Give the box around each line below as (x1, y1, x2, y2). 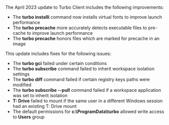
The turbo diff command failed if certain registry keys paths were (12, 77, 150, 82)
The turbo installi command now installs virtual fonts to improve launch (12, 14, 162, 20)
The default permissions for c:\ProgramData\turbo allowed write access (12, 108, 164, 114)
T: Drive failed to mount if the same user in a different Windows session (12, 98, 163, 104)
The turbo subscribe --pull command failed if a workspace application (12, 87, 161, 93)
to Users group (12, 114, 45, 120)
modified (12, 82, 31, 88)
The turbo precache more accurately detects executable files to (12, 25, 147, 31)
